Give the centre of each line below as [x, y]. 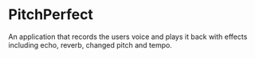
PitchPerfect [51, 15]
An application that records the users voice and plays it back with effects [128, 37]
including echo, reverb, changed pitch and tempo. [90, 44]
